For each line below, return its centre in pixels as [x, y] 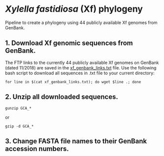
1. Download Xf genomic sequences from [69, 43]
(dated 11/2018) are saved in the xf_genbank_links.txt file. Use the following [81, 67]
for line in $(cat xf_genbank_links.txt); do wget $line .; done [73, 82]
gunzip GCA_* [18, 108]
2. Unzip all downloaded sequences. [62, 97]
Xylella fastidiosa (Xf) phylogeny [74, 9]
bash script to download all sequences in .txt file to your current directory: [80, 73]
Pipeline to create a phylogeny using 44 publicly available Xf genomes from [81, 22]
